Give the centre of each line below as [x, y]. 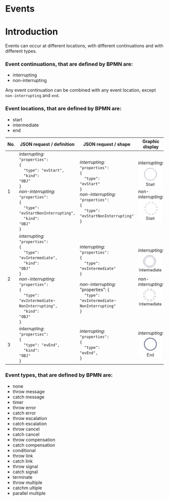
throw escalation [30, 418]
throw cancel [26, 429]
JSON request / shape [107, 144]
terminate [22, 477]
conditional [24, 450]
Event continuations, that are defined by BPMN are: [69, 64]
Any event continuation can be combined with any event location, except [80, 90]
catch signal [25, 472]
